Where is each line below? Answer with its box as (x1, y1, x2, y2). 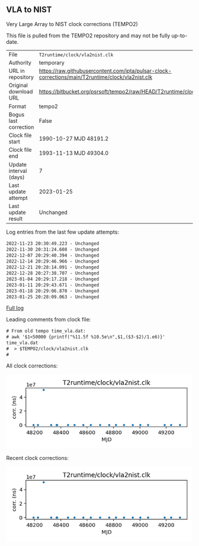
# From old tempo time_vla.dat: (6, 328, 86, 334)
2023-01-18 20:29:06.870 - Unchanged (6, 288, 99, 294)
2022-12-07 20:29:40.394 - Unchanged (6, 252, 99, 258)
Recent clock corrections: (6, 455, 69, 462)
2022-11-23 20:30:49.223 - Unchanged (6, 240, 99, 247)
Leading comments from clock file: (6, 315, 91, 323)
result (8, 215, 23, 222)
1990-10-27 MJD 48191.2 (38, 135, 108, 142)
